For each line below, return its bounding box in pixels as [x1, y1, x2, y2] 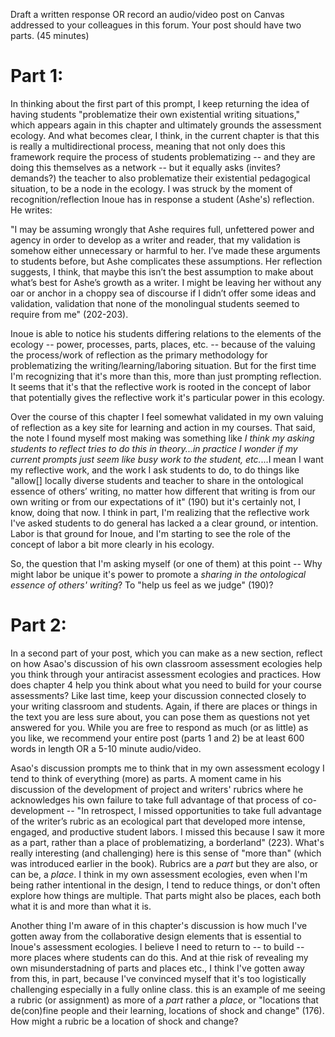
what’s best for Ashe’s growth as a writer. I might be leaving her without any [10, 276, 322, 288]
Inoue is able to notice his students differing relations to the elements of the [10, 327, 322, 339]
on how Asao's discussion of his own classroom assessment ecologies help [10, 657, 323, 669]
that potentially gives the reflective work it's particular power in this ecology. [10, 391, 325, 403]
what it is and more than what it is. [10, 900, 152, 912]
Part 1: [10, 65, 64, 88]
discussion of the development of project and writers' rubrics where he [10, 783, 304, 795]
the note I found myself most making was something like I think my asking [10, 432, 315, 444]
